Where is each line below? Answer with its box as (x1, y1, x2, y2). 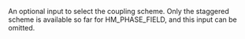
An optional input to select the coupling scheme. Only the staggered (8, 7, 230, 16)
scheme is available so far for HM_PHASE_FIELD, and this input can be (8, 15, 238, 24)
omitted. (8, 23, 35, 32)
